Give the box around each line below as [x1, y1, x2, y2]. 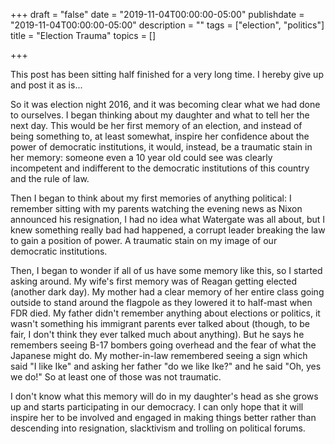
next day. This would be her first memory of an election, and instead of [10, 120, 303, 131]
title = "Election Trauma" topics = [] [10, 30, 157, 41]
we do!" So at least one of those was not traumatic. [10, 371, 222, 383]
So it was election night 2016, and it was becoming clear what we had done [10, 99, 321, 110]
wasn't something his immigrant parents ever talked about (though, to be [10, 318, 310, 329]
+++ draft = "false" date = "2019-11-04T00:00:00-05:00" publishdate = [10, 9, 305, 20]
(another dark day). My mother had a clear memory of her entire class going [10, 286, 325, 298]
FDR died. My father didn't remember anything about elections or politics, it [10, 307, 321, 319]
